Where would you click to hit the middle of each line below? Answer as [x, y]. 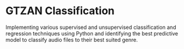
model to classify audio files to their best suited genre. [72, 40]
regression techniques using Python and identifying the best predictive [92, 33]
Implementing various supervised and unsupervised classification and [91, 27]
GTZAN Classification [60, 11]
